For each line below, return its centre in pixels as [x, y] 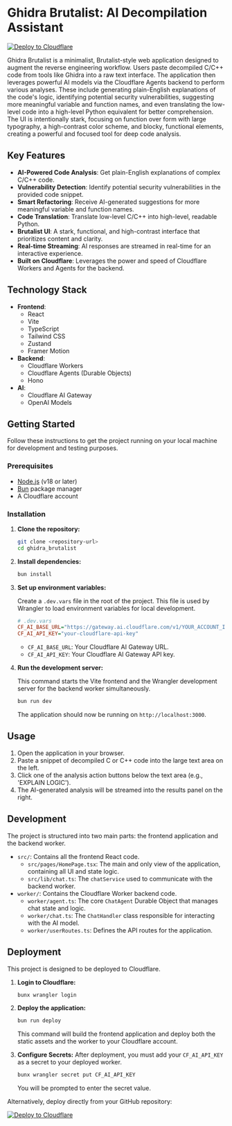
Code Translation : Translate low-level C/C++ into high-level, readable [117, 216]
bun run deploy [39, 1021]
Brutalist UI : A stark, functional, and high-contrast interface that [108, 231]
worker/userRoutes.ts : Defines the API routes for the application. [120, 930]
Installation [27, 514]
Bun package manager [50, 488]
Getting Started [41, 424]
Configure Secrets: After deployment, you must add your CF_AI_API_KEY [120, 1055]
